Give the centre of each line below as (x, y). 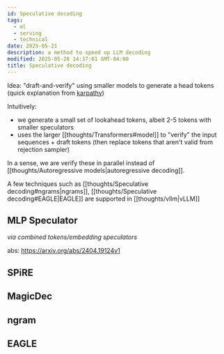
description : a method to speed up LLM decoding (79, 53)
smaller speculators (46, 127)
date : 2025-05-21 (32, 46)
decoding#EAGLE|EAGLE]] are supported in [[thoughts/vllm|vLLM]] (104, 199)
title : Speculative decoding (49, 66)
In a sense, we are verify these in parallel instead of (81, 163)
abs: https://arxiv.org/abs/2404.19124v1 (64, 251)
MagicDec (30, 297)
